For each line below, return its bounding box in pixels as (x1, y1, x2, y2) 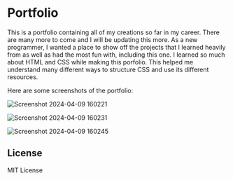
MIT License (7, 166, 43, 174)
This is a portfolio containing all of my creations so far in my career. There (7, 28, 220, 36)
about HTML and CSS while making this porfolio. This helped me (7, 57, 194, 66)
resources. (7, 72, 38, 81)
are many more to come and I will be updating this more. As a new (7, 35, 198, 43)
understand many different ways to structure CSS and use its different (7, 65, 209, 74)
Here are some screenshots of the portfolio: (7, 86, 134, 95)
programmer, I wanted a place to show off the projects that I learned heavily (7, 43, 226, 51)
